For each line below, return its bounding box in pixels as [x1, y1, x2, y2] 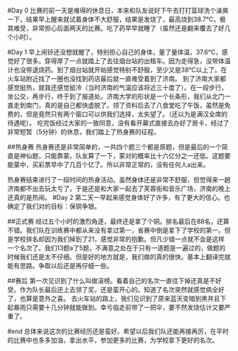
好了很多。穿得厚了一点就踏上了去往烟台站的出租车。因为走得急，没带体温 [13, 57, 231, 65]
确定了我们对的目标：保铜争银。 [7, 202, 101, 211]
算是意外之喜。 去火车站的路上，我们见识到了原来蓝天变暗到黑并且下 [25, 294, 227, 303]
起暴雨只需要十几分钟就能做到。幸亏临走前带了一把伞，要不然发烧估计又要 [7, 303, 225, 311]
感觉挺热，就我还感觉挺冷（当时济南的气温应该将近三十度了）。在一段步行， [7, 84, 228, 91]
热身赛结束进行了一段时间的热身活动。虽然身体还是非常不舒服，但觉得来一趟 [7, 176, 231, 184]
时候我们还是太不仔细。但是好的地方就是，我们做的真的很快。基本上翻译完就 [7, 252, 231, 261]
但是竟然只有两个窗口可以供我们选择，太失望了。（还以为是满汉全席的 [25, 110, 228, 118]
